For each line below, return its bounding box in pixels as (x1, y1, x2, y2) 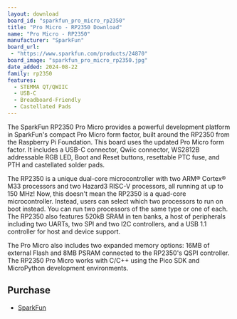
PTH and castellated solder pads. (7, 160, 105, 169)
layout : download (7, 10, 59, 18)
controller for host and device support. (7, 227, 121, 236)
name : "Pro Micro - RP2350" (7, 30, 91, 38)
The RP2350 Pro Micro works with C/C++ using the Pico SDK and (7, 256, 200, 264)
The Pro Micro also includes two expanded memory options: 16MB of (7, 241, 210, 249)
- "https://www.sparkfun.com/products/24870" (10, 51, 148, 58)
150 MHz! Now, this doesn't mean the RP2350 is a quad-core (7, 189, 186, 198)
